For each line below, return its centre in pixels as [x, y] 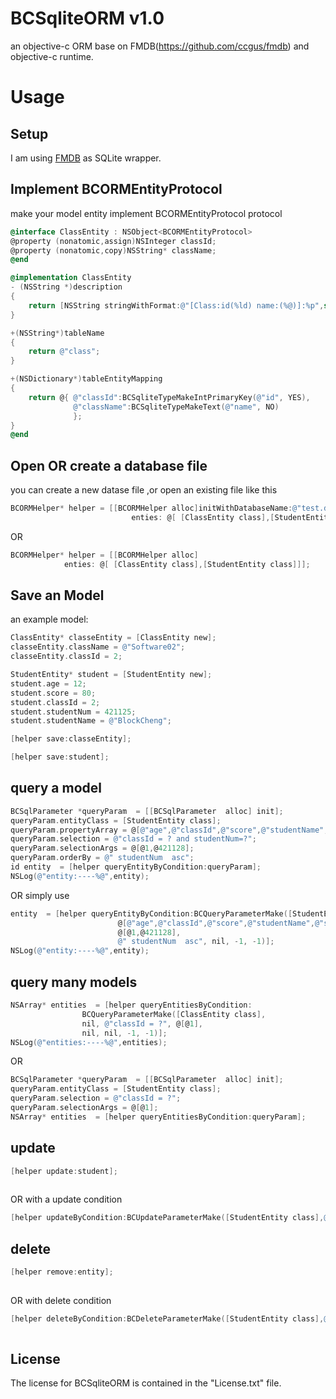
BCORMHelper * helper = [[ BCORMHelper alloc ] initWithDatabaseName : [151, 508]
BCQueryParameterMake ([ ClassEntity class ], [174, 1014]
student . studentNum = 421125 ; [73, 712]
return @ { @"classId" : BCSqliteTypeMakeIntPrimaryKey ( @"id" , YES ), [169, 397]
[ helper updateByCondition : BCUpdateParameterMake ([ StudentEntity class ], [167, 1218]
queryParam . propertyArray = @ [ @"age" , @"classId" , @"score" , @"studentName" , [169, 830]
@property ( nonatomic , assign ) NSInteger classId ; [113, 241]
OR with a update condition [66, 1199]
